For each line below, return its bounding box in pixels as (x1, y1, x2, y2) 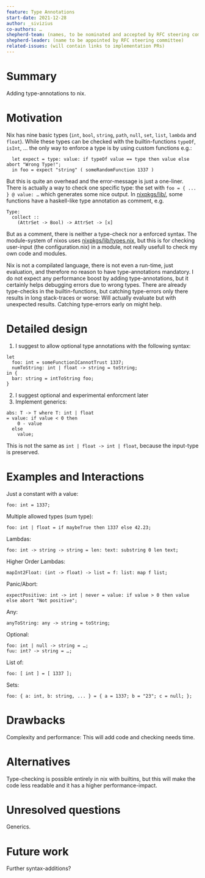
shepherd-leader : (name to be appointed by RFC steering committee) (6, 37, 184, 43)
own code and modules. (6, 249, 67, 257)
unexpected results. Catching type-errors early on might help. (6, 300, 162, 308)
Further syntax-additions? (6, 865, 71, 872)
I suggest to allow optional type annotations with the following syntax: (15, 342, 191, 349)
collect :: (12, 214, 40, 220)
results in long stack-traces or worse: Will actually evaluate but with (6, 294, 176, 301)
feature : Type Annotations (6, 9, 75, 15)
